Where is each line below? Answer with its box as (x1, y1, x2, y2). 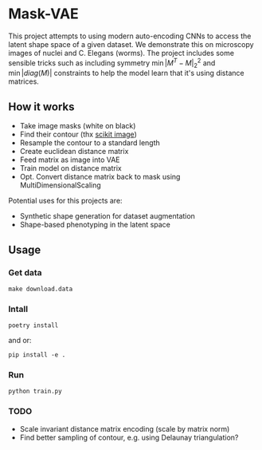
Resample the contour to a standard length (19, 138, 161, 148)
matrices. (8, 77, 40, 86)
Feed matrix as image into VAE (19, 155, 121, 164)
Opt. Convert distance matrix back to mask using (19, 172, 181, 182)
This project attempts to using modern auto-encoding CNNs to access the (8, 31, 252, 41)
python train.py (8, 388, 62, 396)
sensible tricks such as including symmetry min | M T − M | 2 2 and (8, 57, 216, 69)
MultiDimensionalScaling (19, 180, 101, 190)
